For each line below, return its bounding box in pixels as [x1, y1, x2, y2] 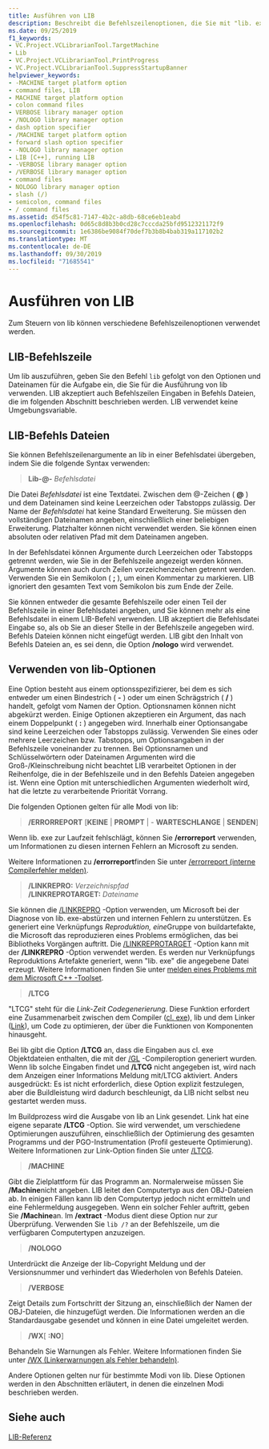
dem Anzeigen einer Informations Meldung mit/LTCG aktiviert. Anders [8, 1070, 239, 1080]
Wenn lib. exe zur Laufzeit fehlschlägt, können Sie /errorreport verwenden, [8, 832, 257, 842]
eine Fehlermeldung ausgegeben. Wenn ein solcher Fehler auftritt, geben [8, 1202, 250, 1212]
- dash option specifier [8, 123, 91, 131]
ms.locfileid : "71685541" [8, 257, 94, 265]
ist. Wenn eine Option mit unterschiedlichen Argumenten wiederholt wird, [8, 778, 251, 787]
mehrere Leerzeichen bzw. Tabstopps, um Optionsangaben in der [8, 735, 224, 745]
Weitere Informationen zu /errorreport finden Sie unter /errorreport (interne [8, 856, 256, 866]
